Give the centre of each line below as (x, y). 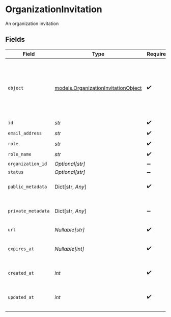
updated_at (21, 297)
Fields (15, 39)
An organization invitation (32, 23)
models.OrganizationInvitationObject (98, 88)
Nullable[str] (69, 230)
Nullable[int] (69, 249)
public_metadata (27, 187)
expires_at (21, 249)
